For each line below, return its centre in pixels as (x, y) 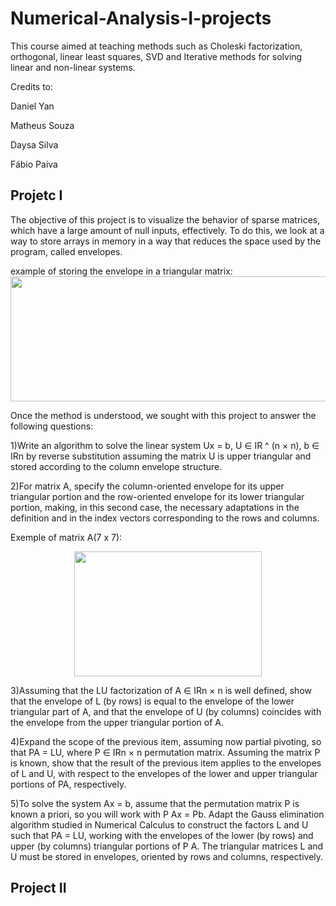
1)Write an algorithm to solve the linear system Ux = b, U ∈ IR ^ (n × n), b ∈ (165, 445)
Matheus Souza (42, 125)
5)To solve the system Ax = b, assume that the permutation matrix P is (155, 803)
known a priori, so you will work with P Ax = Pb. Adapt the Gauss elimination (167, 814)
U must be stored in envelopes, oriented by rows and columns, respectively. (167, 856)
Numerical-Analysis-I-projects (141, 18)
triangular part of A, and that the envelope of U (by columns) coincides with (166, 711)
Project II (38, 888)
